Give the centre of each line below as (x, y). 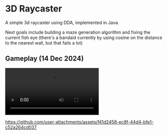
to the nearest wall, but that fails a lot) (44, 42)
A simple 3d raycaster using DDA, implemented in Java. (62, 22)
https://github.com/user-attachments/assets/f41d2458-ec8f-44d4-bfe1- (79, 122)
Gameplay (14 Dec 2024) (44, 59)
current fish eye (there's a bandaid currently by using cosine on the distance (84, 37)
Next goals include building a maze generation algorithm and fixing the (78, 32)
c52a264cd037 (21, 127)
